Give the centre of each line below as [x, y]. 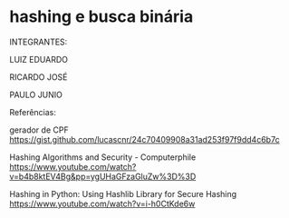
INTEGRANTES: [39, 42]
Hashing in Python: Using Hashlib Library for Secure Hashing [123, 193]
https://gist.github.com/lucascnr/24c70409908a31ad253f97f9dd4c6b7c [144, 139]
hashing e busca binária [101, 17]
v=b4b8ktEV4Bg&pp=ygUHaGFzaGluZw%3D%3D [103, 176]
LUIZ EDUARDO [39, 59]
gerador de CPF [39, 130]
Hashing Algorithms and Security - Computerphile [103, 157]
